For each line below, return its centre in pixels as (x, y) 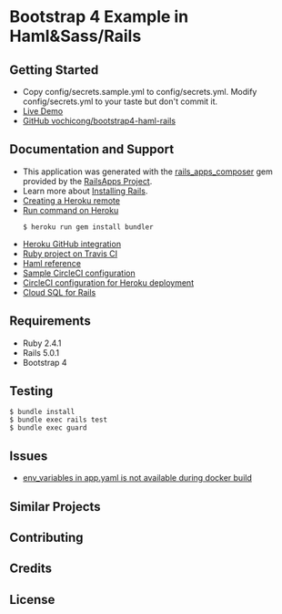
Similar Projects (55, 507)
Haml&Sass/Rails (76, 36)
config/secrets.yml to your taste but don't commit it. (120, 101)
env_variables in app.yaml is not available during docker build (137, 478)
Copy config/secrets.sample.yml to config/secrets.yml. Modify (140, 92)
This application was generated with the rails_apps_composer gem (147, 172)
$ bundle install (42, 412)
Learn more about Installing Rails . (85, 191)
